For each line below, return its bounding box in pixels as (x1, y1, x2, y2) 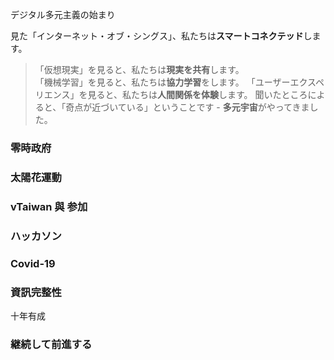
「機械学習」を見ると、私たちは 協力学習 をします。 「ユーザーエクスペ (34, 76, 325, 88)
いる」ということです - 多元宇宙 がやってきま (126, 101, 310, 113)
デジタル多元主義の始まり (10, 9, 116, 20)
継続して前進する (10, 337, 93, 351)
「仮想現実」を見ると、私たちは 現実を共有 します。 (34, 64, 245, 75)
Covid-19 (10, 256, 56, 270)
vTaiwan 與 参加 (10, 199, 88, 213)
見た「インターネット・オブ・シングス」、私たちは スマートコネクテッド (10, 30, 304, 42)
